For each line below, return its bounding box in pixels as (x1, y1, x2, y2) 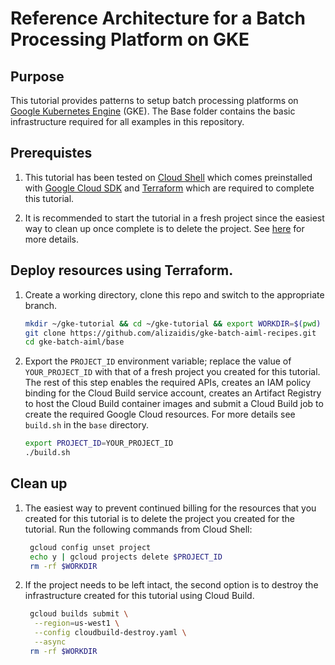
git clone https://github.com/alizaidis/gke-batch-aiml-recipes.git (24, 328, 317, 338)
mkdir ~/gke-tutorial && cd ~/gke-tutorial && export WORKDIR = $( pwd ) (24, 318, 322, 329)
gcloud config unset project (29, 542, 152, 552)
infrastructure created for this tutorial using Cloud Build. (24, 590, 255, 602)
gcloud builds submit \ (29, 609, 129, 619)
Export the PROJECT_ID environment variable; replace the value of (24, 355, 292, 367)
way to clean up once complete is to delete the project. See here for (24, 222, 305, 234)
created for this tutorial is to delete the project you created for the (24, 512, 296, 524)
